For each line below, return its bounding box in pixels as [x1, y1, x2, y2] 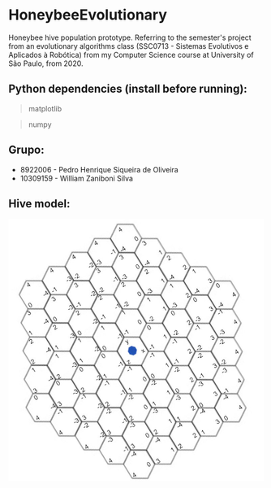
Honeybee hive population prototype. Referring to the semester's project [8, 33, 252, 42]
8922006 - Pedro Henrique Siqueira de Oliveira [19, 164, 179, 174]
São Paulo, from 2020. [8, 59, 84, 68]
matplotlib [28, 103, 62, 113]
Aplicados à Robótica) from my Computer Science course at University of [8, 50, 254, 59]
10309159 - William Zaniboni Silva [19, 173, 134, 183]
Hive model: [8, 197, 71, 211]
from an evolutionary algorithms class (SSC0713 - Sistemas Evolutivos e [8, 41, 249, 50]
